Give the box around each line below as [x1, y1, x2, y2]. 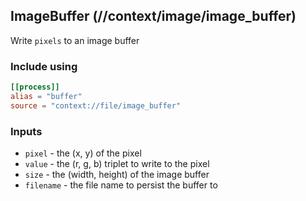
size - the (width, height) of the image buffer [24, 169, 210, 181]
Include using [10, 59, 78, 73]
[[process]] [10, 82, 60, 93]
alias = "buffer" [10, 91, 83, 101]
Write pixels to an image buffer [10, 34, 140, 46]
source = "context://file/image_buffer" [10, 100, 182, 111]
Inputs [10, 124, 43, 138]
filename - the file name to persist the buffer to [24, 179, 218, 191]
